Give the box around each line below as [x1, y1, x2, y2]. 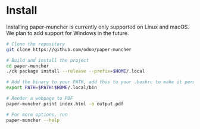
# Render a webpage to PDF [6, 96, 73, 102]
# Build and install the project [6, 57, 89, 63]
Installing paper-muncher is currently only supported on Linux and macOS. [6, 23, 189, 30]
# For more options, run [6, 111, 68, 118]
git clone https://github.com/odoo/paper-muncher [6, 46, 132, 52]
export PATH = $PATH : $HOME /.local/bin [6, 84, 97, 91]
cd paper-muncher [6, 63, 49, 69]
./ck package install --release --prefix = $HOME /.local [6, 68, 145, 74]
